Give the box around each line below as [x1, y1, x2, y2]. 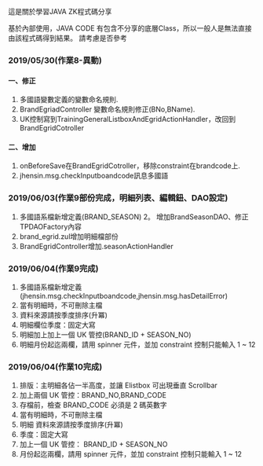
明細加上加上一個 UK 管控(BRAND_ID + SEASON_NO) [19, 329, 192, 339]
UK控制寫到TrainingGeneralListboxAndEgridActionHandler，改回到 [19, 115, 236, 124]
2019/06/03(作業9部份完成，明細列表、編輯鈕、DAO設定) [8, 193, 228, 204]
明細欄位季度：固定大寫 [19, 320, 96, 329]
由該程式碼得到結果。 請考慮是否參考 [8, 34, 127, 42]
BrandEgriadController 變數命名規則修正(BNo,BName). [19, 105, 195, 114]
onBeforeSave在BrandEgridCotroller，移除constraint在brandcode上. [19, 161, 241, 171]
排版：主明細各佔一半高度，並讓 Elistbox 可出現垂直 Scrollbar [19, 380, 218, 391]
